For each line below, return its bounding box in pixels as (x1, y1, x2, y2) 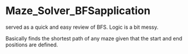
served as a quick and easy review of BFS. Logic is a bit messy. (5, 23, 159, 31)
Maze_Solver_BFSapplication (5, 4, 151, 18)
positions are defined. (5, 41, 59, 48)
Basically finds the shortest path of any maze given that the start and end (5, 35, 183, 42)
